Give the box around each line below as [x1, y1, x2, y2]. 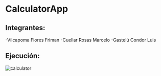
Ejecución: [5, 52, 40, 60]
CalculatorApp [5, 3, 68, 15]
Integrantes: [5, 23, 45, 32]
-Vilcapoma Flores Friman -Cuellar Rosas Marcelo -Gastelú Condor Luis [5, 37, 156, 43]
